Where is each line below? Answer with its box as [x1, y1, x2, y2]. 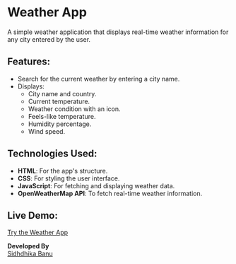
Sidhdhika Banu [7, 249, 53, 258]
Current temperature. [28, 97, 90, 105]
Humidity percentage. [28, 120, 92, 128]
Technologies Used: [7, 148, 98, 160]
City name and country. [28, 89, 97, 98]
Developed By [7, 242, 49, 251]
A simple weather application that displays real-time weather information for [7, 28, 229, 36]
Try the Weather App [7, 228, 69, 237]
